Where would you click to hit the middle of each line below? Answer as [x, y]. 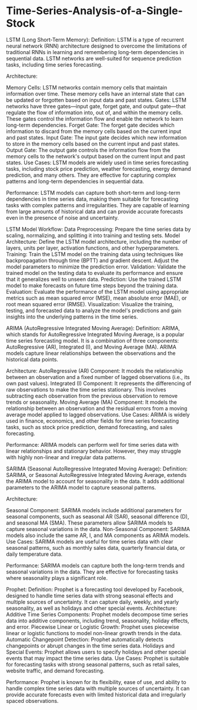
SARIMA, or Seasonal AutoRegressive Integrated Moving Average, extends [96, 475]
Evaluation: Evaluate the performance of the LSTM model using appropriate [98, 291]
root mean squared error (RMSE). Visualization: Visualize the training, [90, 304]
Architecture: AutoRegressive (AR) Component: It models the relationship [95, 371]
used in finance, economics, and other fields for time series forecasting [93, 421]
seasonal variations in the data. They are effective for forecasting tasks [92, 572]
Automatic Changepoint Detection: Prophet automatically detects [85, 639]
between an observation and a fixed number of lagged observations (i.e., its [98, 377]
